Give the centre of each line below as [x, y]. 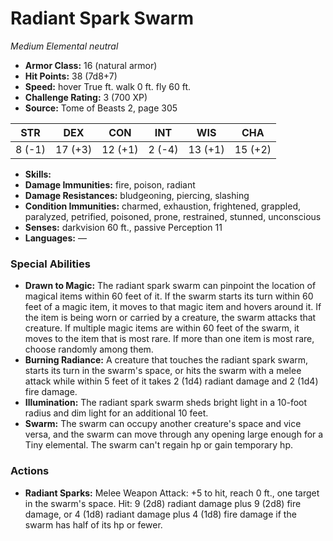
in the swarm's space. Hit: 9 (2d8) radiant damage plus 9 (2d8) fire [163, 503]
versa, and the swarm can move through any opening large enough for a [174, 434]
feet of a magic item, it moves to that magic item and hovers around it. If [173, 307]
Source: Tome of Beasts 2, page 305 [101, 108]
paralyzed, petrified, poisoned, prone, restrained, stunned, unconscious [173, 216]
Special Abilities [50, 264]
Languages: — [55, 238]
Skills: [38, 174]
